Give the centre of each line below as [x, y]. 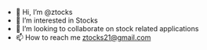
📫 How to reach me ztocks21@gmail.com [83, 37]
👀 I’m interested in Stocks [56, 20]
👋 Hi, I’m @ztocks [44, 12]
